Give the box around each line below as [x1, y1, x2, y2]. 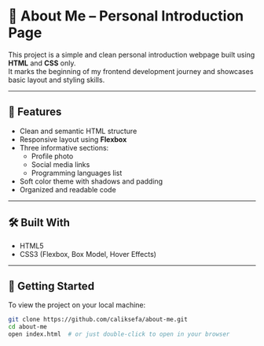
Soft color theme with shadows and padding [19, 177, 163, 186]
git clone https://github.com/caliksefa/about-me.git [8, 315, 189, 324]
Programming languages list [31, 168, 123, 177]
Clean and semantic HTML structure [19, 126, 137, 136]
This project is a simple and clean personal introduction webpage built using [8, 50, 255, 59]
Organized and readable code [19, 184, 116, 194]
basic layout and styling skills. [8, 75, 105, 84]
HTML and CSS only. [8, 58, 76, 68]
